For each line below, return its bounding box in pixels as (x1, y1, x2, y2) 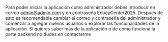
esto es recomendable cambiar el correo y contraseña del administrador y (5, 15, 161, 21)
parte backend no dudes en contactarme (5, 31, 91, 37)
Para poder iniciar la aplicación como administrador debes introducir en (5, 5, 156, 10)
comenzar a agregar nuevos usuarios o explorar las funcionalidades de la (5, 20, 159, 26)
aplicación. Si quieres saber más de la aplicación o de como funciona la (5, 26, 156, 32)
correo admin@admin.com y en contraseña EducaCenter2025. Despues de (5, 10, 163, 16)
